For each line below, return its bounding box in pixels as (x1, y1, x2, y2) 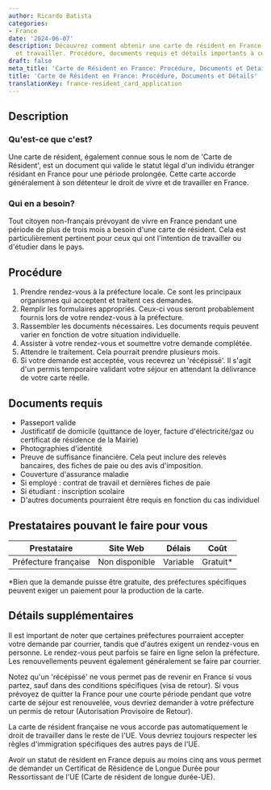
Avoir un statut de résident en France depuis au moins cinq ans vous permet (8, 754, 262, 764)
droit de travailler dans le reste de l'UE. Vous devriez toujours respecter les (8, 730, 257, 740)
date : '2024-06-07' (8, 34, 74, 43)
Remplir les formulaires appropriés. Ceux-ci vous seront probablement (19, 304, 255, 314)
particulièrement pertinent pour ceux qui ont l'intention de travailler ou (8, 234, 242, 243)
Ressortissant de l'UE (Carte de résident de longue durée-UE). (8, 771, 215, 781)
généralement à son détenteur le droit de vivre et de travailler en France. (8, 178, 249, 188)
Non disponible (98, 556, 156, 567)
